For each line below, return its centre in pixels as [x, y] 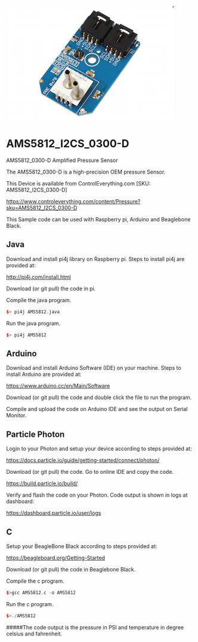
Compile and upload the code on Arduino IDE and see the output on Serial [97, 409]
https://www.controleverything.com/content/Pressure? [73, 201]
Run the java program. [33, 323]
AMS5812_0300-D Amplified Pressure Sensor [62, 160]
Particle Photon [35, 434]
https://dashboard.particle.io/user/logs [54, 513]
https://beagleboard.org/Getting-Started [56, 558]
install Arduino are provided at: [44, 375]
